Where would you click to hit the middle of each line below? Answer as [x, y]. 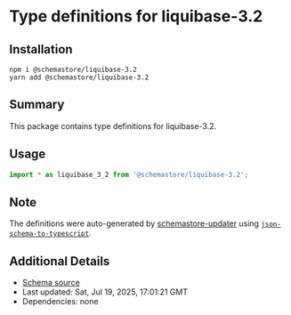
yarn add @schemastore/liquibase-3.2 [79, 77]
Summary [37, 105]
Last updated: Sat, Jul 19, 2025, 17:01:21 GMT [105, 292]
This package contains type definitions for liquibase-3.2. [113, 125]
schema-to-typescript [49, 234]
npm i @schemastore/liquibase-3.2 [73, 69]
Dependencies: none [61, 302]
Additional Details [60, 261]
